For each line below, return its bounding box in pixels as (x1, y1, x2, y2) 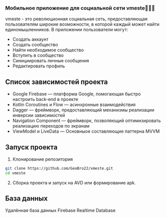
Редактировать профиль (12, 63, 65, 69)
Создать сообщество (12, 42, 59, 48)
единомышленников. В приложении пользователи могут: (5, 27, 128, 33)
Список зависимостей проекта (5, 77, 108, 86)
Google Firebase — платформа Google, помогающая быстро (12, 91, 141, 97)
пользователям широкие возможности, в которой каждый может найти (5, 21, 159, 27)
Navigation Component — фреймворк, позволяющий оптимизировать (12, 118, 161, 124)
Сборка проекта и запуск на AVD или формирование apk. (12, 179, 136, 185)
